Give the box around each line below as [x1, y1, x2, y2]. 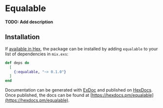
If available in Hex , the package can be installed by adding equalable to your [5, 46, 158, 51]
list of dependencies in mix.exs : [5, 51, 69, 57]
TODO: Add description [5, 19, 54, 25]
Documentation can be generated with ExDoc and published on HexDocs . [5, 87, 153, 93]
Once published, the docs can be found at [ [5, 93, 92, 98]
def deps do [5, 60, 29, 65]
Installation [5, 33, 40, 41]
